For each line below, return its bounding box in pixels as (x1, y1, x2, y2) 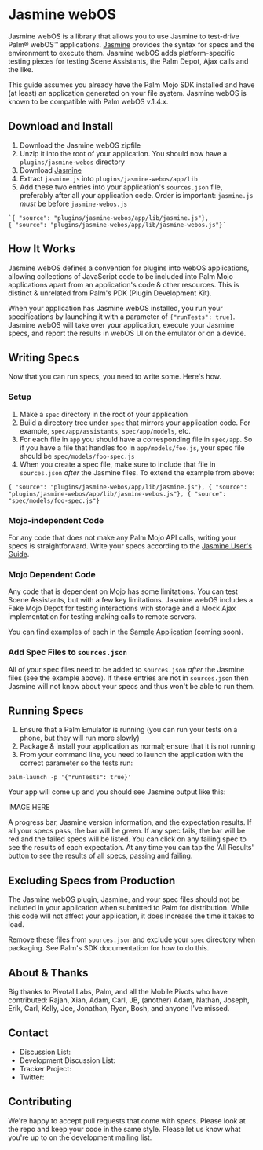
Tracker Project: (19, 1064, 72, 1073)
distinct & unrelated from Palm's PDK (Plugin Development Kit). (8, 288, 212, 298)
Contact (8, 1027, 49, 1040)
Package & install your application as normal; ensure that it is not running (19, 742, 256, 751)
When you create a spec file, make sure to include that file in (19, 460, 216, 469)
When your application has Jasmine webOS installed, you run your (8, 303, 224, 313)
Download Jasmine (19, 165, 82, 174)
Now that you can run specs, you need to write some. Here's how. (8, 372, 221, 382)
